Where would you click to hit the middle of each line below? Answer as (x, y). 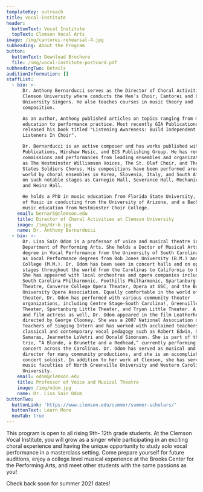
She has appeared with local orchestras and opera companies (101, 275)
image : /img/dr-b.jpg (44, 225)
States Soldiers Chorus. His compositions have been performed (104, 169)
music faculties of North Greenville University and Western (101, 366)
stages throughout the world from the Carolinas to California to (108, 270)
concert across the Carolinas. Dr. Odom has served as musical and (109, 349)
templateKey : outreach (35, 12)
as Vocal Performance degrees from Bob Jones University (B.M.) (105, 258)
